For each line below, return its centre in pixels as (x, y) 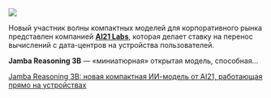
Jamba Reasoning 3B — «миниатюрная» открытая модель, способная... (133, 61)
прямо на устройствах (47, 85)
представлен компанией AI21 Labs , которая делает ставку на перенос (131, 36)
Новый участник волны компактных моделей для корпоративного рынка (135, 28)
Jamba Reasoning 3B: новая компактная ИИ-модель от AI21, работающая (135, 77)
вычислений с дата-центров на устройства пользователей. (112, 45)
